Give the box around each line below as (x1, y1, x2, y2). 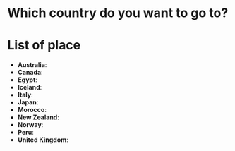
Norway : (17, 121, 44, 129)
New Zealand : (17, 113, 60, 121)
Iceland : (17, 83, 42, 92)
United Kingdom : (17, 135, 68, 144)
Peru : (17, 128, 34, 137)
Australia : (17, 61, 47, 69)
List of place (7, 37, 81, 54)
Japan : (17, 98, 39, 107)
